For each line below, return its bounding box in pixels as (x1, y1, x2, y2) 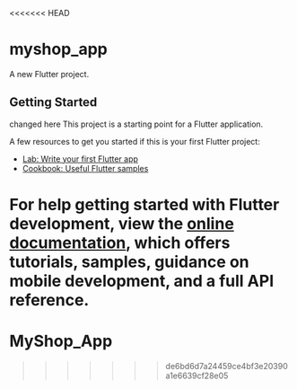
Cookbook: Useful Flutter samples (22, 163, 149, 173)
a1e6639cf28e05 (165, 370, 229, 381)
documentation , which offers (9, 233, 231, 252)
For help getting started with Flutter (9, 194, 280, 215)
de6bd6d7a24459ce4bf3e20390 (165, 360, 289, 371)
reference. (9, 289, 90, 310)
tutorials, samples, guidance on (9, 252, 249, 272)
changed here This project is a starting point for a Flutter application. (9, 119, 264, 129)
